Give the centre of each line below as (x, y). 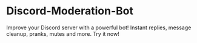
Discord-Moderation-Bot (70, 11)
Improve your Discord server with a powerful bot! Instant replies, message (99, 27)
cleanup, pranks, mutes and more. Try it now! (63, 33)
